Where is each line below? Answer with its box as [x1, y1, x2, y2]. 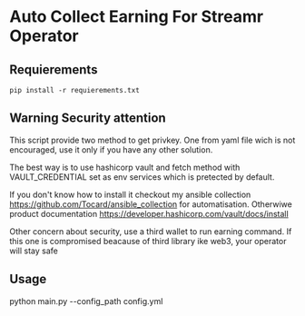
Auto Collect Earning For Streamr [9, 6, 264, 27]
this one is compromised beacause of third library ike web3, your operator [9, 235, 287, 246]
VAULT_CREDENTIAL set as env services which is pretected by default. [9, 171, 275, 183]
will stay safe [9, 245, 59, 256]
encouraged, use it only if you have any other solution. [9, 143, 213, 155]
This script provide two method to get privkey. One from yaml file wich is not [9, 134, 296, 145]
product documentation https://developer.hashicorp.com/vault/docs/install [9, 208, 289, 219]
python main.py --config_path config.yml [9, 295, 163, 306]
